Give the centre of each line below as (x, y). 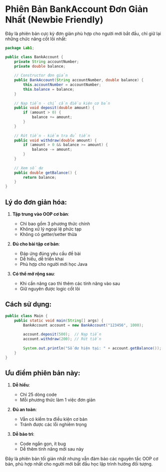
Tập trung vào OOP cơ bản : (41, 214)
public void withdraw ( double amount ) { (56, 140)
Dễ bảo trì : (23, 434)
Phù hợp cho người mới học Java (54, 264)
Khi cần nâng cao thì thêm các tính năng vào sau (70, 283)
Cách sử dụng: (28, 304)
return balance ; (40, 177)
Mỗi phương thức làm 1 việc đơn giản (58, 400)
